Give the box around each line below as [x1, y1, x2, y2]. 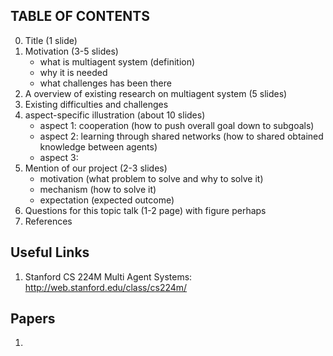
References [24, 215, 73, 227]
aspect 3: [39, 151, 79, 163]
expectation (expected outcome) [39, 194, 175, 206]
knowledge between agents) [39, 140, 158, 153]
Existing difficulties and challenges [24, 98, 169, 110]
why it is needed [39, 66, 108, 78]
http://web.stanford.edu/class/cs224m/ [24, 281, 188, 293]
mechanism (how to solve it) [39, 183, 157, 195]
